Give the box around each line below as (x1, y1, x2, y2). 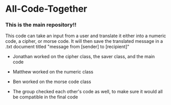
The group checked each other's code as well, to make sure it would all (12, 89, 163, 95)
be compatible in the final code (12, 94, 78, 100)
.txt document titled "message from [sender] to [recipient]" (5, 44, 130, 50)
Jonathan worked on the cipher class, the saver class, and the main (12, 54, 155, 60)
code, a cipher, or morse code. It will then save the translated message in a (5, 38, 163, 44)
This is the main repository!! (5, 21, 77, 29)
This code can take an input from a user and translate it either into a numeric (5, 33, 166, 39)
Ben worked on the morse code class (12, 78, 91, 85)
